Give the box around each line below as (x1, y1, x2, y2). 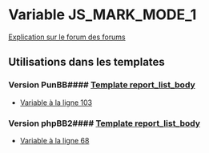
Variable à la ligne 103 (19, 98, 93, 107)
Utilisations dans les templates (8, 55, 166, 69)
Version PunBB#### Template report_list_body (8, 79, 195, 91)
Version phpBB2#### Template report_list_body (8, 118, 201, 129)
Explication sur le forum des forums (8, 32, 126, 42)
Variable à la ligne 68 (19, 135, 90, 145)
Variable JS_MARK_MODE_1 (8, 6, 197, 24)
